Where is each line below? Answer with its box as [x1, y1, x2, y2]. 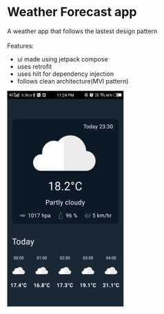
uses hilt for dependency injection [17, 70, 114, 78]
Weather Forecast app [7, 4, 137, 20]
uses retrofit [17, 62, 52, 70]
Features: [7, 41, 34, 50]
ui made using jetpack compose [17, 55, 108, 63]
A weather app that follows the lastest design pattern [7, 27, 158, 35]
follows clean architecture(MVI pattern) [17, 77, 129, 85]
